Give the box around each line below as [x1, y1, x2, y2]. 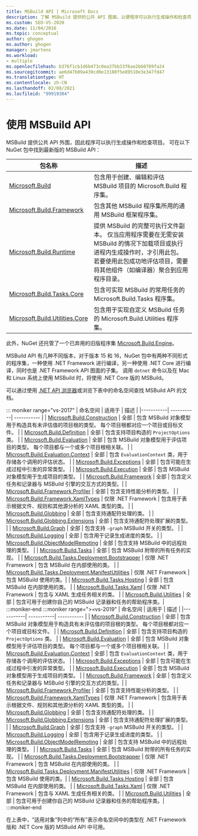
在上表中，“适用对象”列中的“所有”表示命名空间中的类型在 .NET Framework [6, 816, 187, 823]
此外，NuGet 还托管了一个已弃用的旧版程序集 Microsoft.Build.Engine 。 [6, 340, 178, 347]
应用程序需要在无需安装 [118, 231, 184, 239]
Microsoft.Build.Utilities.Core [9, 314, 88, 322]
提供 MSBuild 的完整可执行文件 [93, 222, 179, 230]
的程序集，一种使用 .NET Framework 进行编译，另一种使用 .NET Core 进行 [6, 359, 186, 366]
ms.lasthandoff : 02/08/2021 [6, 85, 75, 91]
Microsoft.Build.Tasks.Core [9, 289, 84, 298]
